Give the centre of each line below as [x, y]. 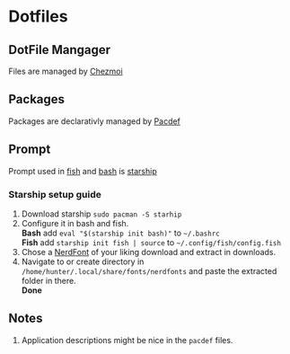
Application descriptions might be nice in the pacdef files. [127, 340]
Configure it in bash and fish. [75, 223]
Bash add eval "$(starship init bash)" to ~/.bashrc [121, 233]
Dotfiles [38, 17]
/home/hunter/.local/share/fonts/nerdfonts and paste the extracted [149, 270]
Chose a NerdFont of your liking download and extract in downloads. [149, 252]
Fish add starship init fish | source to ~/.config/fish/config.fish [151, 242]
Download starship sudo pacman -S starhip [101, 214]
